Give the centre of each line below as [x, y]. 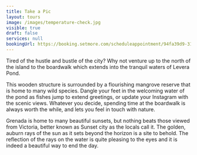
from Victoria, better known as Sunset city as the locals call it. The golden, [96, 127]
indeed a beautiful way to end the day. [52, 145]
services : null [25, 39]
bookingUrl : [21, 44]
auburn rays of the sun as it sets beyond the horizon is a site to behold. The [97, 133]
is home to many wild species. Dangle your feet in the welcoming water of [95, 91]
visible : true [23, 28]
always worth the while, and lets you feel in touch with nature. [81, 109]
